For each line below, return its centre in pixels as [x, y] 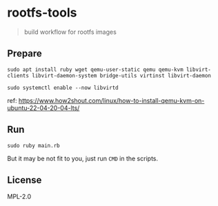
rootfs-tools [42, 13]
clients [18, 75]
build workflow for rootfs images [70, 32]
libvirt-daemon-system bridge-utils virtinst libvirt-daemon [122, 75]
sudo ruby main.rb [33, 146]
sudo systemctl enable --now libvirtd [63, 88]
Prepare [25, 54]
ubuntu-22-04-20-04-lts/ [43, 108]
